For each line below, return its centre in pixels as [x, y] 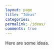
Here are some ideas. [27, 43]
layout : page [19, 10]
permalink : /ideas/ [25, 24]
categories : [17, 19]
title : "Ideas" [21, 15]
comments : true [21, 29]
